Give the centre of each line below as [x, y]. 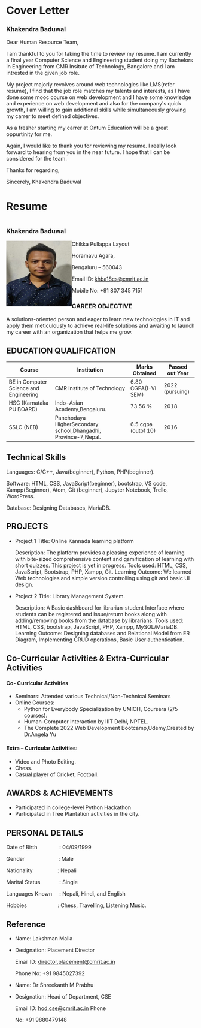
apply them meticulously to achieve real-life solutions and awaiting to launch [100, 325]
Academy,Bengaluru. [80, 409]
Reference [26, 924]
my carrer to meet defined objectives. [53, 116]
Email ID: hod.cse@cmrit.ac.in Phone [60, 1008]
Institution [90, 370]
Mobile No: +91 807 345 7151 [107, 291]
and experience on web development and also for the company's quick [94, 104]
